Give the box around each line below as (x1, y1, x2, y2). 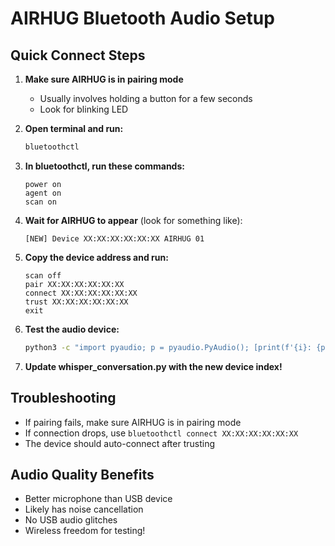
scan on (24, 197, 57, 207)
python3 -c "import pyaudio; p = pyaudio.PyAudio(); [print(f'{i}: (24, 342, 313, 352)
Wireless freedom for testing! (24, 525, 146, 537)
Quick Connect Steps (10, 47, 146, 64)
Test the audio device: (24, 323, 120, 335)
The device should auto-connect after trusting (24, 437, 216, 449)
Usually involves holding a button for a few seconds (39, 93, 253, 104)
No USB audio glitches (24, 514, 118, 526)
